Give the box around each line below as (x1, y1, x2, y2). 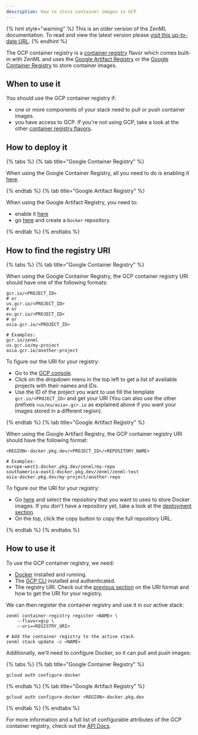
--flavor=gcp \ (17, 618, 55, 624)
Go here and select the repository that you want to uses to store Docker (14, 496, 190, 503)
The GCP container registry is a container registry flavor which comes (6, 49, 177, 56)
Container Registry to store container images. (6, 62, 117, 69)
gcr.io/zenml (6, 337, 39, 343)
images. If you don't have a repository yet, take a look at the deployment (14, 502, 192, 509)
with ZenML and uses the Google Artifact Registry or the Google (11, 55, 169, 62)
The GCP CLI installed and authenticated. (14, 577, 116, 584)
